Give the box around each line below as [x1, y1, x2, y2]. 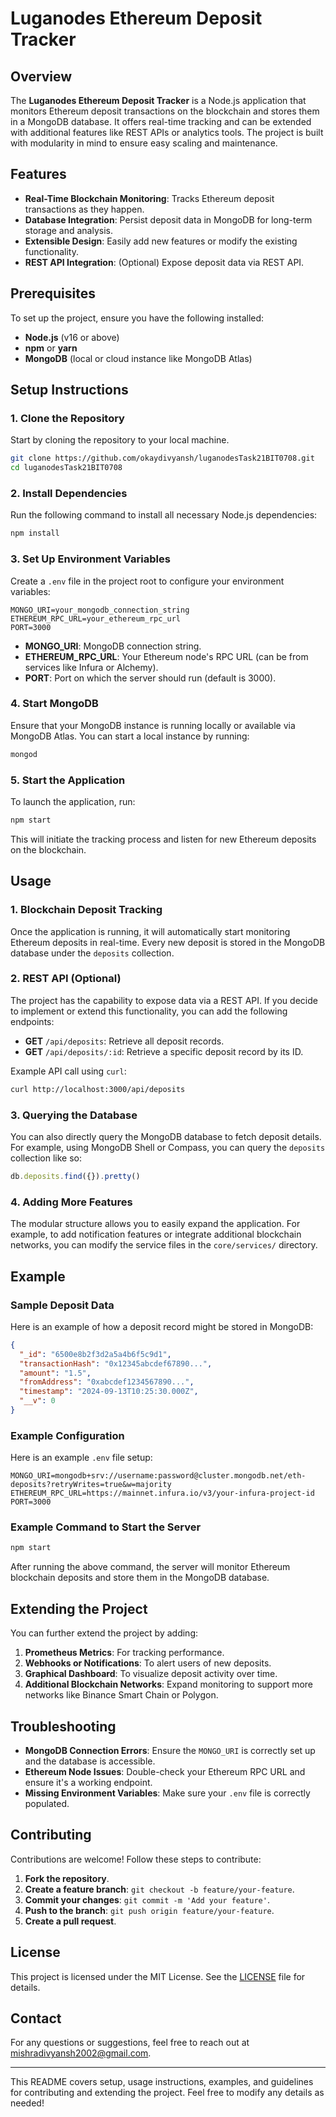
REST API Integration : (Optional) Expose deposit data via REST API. [24, 256, 305, 268]
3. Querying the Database [10, 1108, 138, 1122]
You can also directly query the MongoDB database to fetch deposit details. [10, 1131, 322, 1143]
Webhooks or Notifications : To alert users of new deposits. [24, 1657, 272, 1669]
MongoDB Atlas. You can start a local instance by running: [10, 730, 250, 742]
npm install [10, 528, 60, 539]
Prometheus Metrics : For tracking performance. [24, 1647, 225, 1659]
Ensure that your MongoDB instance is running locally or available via [10, 719, 296, 731]
